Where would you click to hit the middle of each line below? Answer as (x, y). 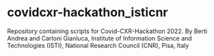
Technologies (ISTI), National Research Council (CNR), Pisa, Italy (98, 45)
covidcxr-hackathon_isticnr (88, 12)
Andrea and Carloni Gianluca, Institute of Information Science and (100, 38)
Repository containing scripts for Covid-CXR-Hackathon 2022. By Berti (107, 31)
